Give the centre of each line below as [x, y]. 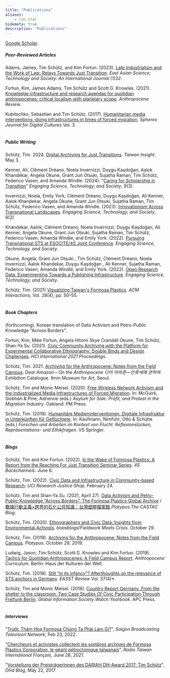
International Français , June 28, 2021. [45, 655]
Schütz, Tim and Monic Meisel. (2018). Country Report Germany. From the [82, 589]
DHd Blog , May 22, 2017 [30, 670]
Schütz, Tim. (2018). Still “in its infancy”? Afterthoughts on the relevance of [83, 573]
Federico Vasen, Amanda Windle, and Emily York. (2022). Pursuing [75, 238]
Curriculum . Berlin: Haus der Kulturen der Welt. [54, 563]
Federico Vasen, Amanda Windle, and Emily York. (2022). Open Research [82, 270]
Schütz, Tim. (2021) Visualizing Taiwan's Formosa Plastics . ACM [72, 290]
